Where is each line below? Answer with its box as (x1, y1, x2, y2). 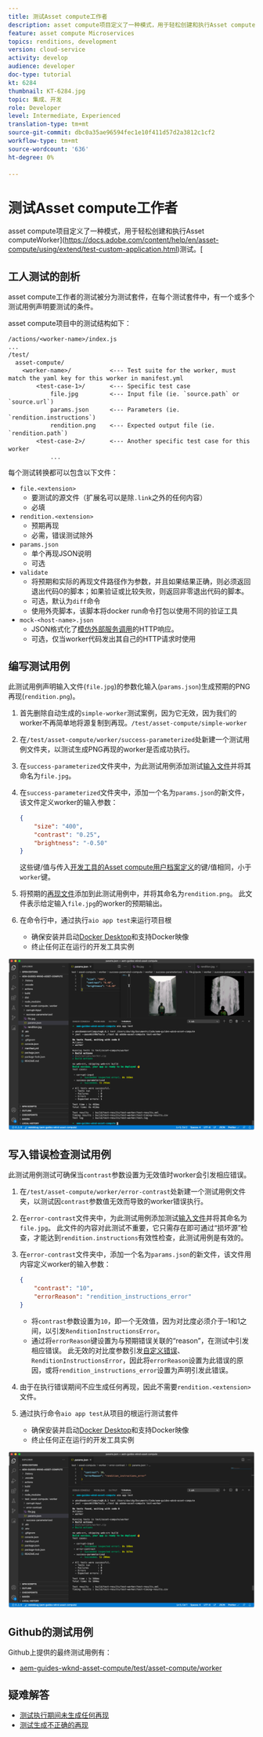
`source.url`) (8, 398, 55, 406)
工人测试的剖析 (8, 269, 81, 283)
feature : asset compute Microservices (8, 29, 135, 37)
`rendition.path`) (8, 430, 68, 437)
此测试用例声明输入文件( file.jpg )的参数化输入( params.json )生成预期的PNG (8, 682, 250, 691)
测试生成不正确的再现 (19, 1721, 88, 1730)
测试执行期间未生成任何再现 (19, 1710, 110, 1720)
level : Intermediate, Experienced (8, 112, 121, 120)
